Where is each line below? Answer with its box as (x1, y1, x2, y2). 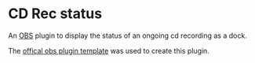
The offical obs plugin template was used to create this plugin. (8, 46, 209, 55)
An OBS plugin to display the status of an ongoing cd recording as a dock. (8, 31, 247, 40)
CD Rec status (8, 5, 103, 23)
